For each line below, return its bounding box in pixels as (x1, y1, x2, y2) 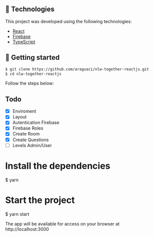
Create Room (12, 131, 40, 137)
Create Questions (12, 137, 49, 143)
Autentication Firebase (12, 120, 60, 126)
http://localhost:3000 (5, 226, 49, 232)
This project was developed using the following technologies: (5, 18, 132, 24)
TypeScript (12, 39, 36, 45)
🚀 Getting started (5, 53, 60, 62)
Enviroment (12, 108, 37, 114)
